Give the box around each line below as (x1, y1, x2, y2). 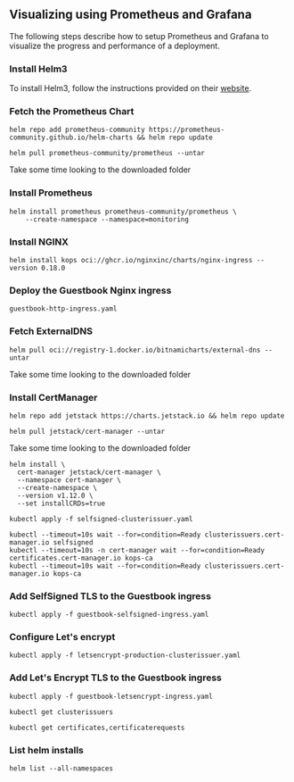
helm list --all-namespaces (9, 764, 114, 773)
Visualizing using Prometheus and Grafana (9, 7, 252, 22)
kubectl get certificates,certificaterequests (9, 723, 185, 732)
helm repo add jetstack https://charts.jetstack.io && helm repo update (9, 411, 285, 420)
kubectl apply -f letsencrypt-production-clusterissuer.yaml (9, 651, 241, 660)
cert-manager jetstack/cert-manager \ (17, 468, 162, 477)
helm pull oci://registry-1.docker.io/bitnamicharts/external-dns (9, 345, 261, 354)
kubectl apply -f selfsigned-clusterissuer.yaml (9, 514, 193, 523)
